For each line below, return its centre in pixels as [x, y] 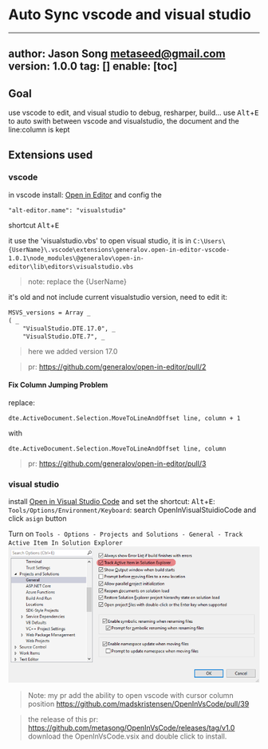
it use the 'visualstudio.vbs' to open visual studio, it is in [100, 240]
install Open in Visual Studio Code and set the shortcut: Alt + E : [112, 502]
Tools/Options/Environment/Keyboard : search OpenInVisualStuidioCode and [132, 510]
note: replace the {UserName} [77, 282]
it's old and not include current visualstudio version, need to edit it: [118, 297]
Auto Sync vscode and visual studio [130, 15]
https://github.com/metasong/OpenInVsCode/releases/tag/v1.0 [131, 728]
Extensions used [51, 154]
